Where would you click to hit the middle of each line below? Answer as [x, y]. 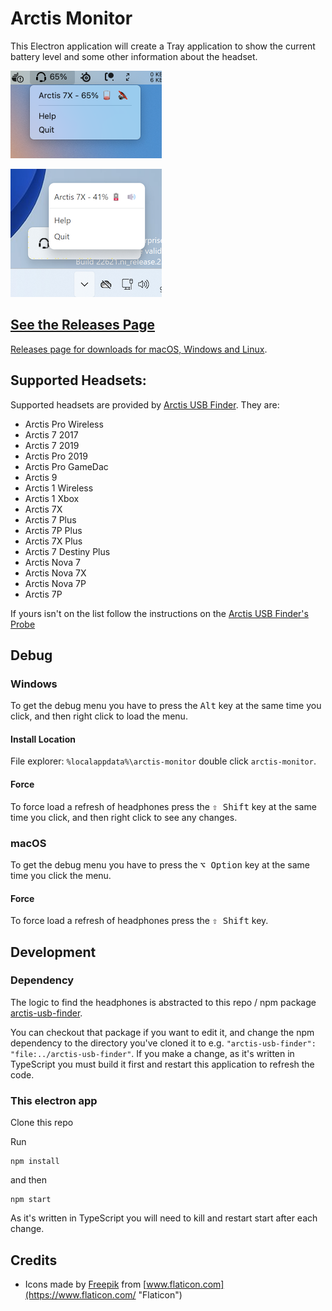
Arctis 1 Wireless [59, 488]
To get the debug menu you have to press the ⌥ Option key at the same [160, 864]
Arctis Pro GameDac [66, 466]
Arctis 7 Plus [50, 519]
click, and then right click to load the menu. [99, 716]
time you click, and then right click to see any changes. [124, 817]
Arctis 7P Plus [53, 530]
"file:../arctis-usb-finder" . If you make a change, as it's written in [152, 1053]
